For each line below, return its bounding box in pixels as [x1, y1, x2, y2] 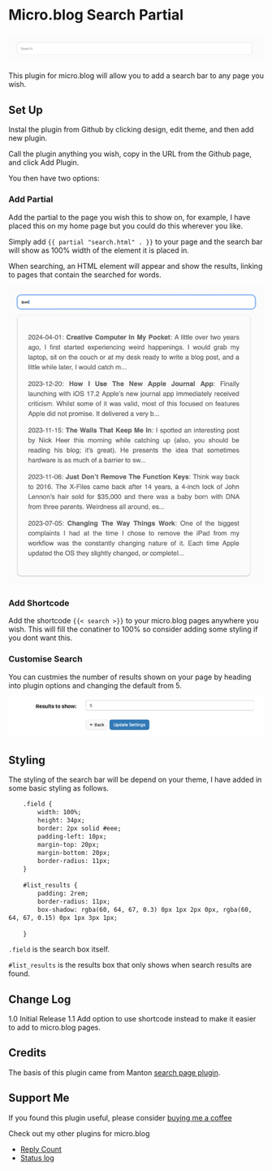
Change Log [8, 992, 71, 1006]
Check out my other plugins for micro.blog [8, 1128, 150, 1138]
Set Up [8, 103, 43, 117]
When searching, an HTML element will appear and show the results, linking [8, 261, 263, 271]
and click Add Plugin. [8, 158, 80, 167]
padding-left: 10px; [37, 833, 107, 841]
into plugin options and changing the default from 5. [8, 680, 183, 690]
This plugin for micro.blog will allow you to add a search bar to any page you [8, 71, 264, 80]
